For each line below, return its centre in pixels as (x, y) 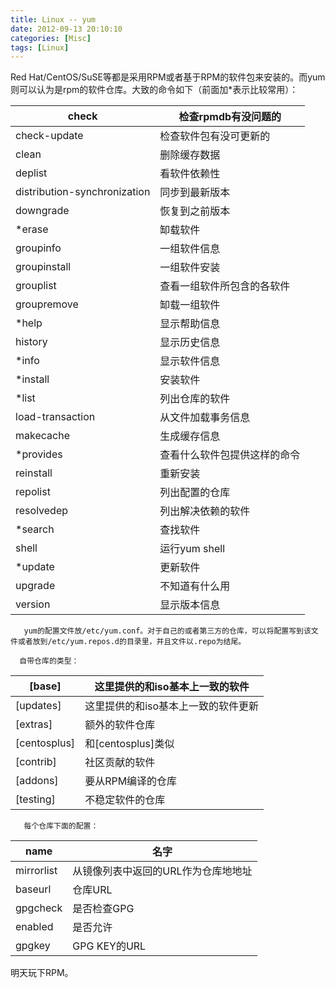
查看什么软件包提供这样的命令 (230, 455)
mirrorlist (36, 871)
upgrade (35, 586)
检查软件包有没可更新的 (215, 136)
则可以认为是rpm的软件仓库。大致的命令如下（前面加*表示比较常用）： (154, 90)
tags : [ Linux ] (40, 47)
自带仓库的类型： (49, 661)
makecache (42, 436)
